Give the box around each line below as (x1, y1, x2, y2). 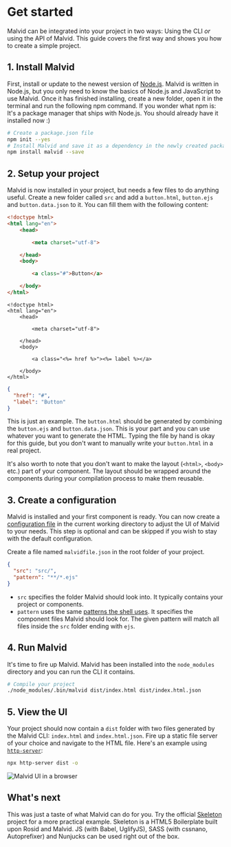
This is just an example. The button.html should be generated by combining (7, 417, 222, 426)
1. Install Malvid (7, 61, 75, 73)
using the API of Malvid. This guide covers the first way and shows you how (7, 34, 222, 42)
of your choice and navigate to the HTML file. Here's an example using (7, 739, 208, 747)
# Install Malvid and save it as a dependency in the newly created (7, 142, 208, 149)
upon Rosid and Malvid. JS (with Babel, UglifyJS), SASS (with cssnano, (7, 824, 208, 833)
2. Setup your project (7, 168, 100, 179)
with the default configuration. (7, 534, 93, 543)
